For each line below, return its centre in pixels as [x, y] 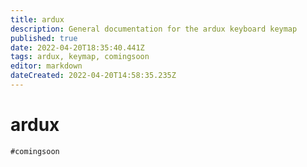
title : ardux [37, 19]
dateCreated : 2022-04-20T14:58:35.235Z [93, 76]
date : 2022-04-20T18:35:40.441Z [77, 47]
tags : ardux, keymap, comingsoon [80, 57]
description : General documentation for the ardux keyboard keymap [154, 29]
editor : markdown [46, 66]
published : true [44, 38]
